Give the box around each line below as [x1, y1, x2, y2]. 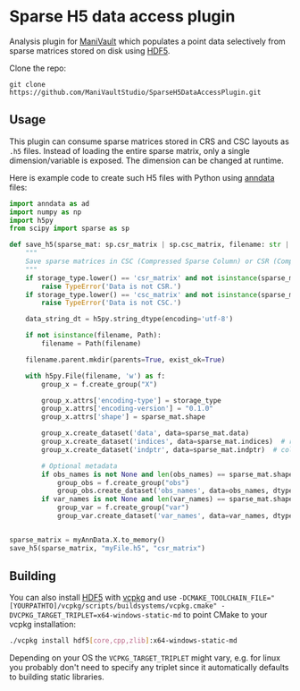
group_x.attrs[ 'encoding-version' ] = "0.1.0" [41, 405, 214, 414]
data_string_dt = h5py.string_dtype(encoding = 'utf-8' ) [25, 315, 234, 324]
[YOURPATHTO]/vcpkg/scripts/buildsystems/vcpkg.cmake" [9, 601, 218, 610]
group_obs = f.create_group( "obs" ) [56, 478, 190, 487]
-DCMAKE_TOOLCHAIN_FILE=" [178, 593, 275, 603]
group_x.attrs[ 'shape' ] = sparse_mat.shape [41, 413, 205, 422]
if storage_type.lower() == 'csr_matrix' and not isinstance [25, 273, 257, 283]
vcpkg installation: [9, 619, 76, 630]
